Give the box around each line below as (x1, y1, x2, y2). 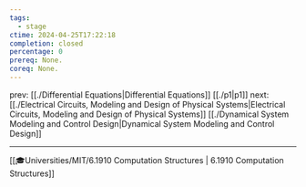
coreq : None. (9, 65, 59, 74)
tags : (9, 13, 30, 23)
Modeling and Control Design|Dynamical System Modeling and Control (9, 118, 275, 129)
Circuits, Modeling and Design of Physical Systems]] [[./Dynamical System (9, 109, 290, 119)
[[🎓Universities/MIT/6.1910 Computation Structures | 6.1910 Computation (9, 154, 284, 165)
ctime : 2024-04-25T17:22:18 (9, 30, 117, 39)
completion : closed (9, 38, 84, 48)
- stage (17, 22, 47, 31)
